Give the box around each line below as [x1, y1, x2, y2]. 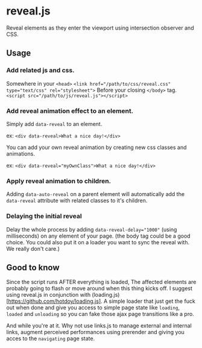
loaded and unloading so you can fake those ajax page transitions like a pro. [6, 311, 194, 318]
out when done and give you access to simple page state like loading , [6, 304, 180, 311]
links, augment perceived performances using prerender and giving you [6, 329, 185, 336]
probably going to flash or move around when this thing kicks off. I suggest [6, 285, 193, 292]
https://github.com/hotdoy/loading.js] [8, 297, 101, 305]
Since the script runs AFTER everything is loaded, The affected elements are [6, 279, 197, 286]
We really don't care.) [6, 245, 60, 252]
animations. [6, 150, 35, 157]
